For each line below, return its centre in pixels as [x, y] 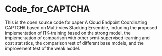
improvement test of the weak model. [43, 48]
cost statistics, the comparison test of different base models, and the [75, 43]
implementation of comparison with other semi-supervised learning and [78, 38]
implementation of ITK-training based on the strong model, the [68, 33]
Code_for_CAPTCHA [47, 9]
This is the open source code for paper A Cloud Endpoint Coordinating [76, 22]
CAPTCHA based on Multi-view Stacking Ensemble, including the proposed [81, 27]
